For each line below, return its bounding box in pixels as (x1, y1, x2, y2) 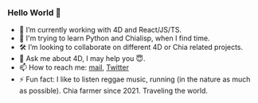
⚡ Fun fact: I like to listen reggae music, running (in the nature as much (18, 74, 251, 84)
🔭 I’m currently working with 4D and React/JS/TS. (18, 25, 182, 35)
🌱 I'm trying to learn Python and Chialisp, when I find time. (18, 33, 210, 43)
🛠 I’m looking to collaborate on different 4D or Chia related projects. (18, 43, 244, 52)
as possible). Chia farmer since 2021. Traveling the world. (18, 86, 209, 96)
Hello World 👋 (7, 7, 61, 18)
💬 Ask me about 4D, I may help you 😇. (18, 54, 146, 63)
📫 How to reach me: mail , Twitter (18, 63, 129, 72)
